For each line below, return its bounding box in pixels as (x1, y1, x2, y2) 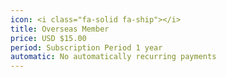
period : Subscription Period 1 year (10, 42, 163, 53)
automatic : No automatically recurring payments (10, 52, 217, 62)
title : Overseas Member (10, 24, 110, 34)
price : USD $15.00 (10, 33, 87, 43)
